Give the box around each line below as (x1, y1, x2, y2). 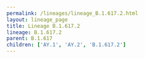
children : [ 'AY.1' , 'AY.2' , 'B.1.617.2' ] (6, 41, 127, 48)
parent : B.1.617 (6, 35, 53, 42)
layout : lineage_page (6, 16, 68, 23)
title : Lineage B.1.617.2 (6, 22, 80, 29)
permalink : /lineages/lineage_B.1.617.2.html (6, 9, 138, 17)
